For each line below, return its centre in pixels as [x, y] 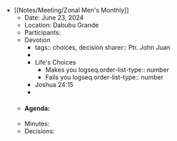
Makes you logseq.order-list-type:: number [107, 70]
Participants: [42, 32]
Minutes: [37, 124]
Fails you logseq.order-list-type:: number [104, 77]
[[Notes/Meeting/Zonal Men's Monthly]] [71, 10]
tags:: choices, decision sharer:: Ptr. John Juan [102, 47]
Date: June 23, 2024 [54, 18]
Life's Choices [55, 62]
